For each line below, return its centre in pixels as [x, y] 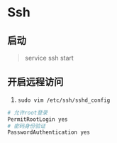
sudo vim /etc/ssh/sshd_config [64, 100]
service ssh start [49, 58]
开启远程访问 [35, 82]
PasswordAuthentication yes [49, 132]
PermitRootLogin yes [38, 119]
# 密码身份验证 [27, 126]
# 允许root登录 [28, 112]
